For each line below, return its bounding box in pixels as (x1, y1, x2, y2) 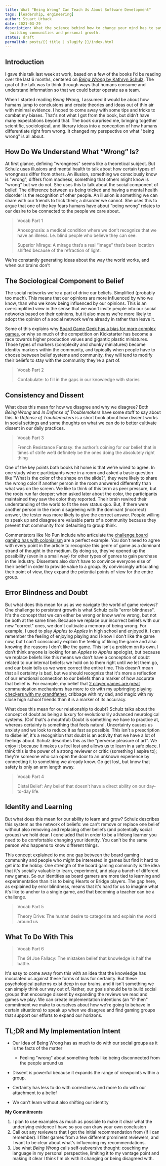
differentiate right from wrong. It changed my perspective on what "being (5, 128, 155, 134)
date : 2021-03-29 (5, 21, 41, 26)
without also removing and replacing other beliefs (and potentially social (5, 826, 152, 833)
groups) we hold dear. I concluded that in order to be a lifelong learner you (5, 832, 157, 837)
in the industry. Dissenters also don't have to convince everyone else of (5, 558, 151, 564)
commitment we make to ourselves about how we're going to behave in (5, 1002, 151, 1008)
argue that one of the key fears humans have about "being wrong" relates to (5, 203, 161, 209)
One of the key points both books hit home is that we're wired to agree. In (5, 464, 155, 470)
